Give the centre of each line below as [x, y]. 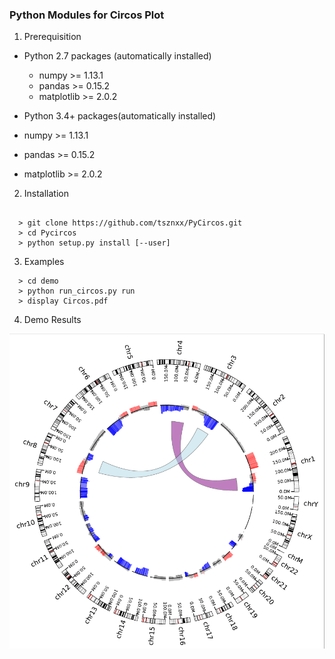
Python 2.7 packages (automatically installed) [117, 56]
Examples [44, 262]
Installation [46, 194]
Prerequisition [52, 37]
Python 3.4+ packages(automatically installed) [120, 116]
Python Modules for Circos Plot [87, 15]
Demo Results [52, 320]
